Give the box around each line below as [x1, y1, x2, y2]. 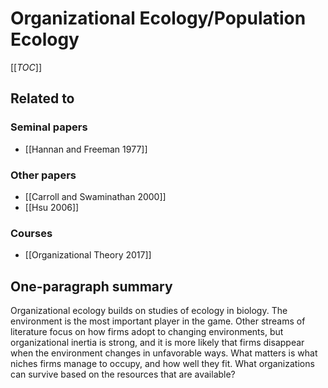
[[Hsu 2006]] [24, 201, 80, 213]
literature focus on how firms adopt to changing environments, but [10, 326, 284, 338]
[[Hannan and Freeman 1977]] [24, 143, 148, 155]
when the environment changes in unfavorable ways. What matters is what [10, 347, 318, 359]
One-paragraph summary [10, 278, 173, 295]
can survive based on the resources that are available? [10, 368, 236, 381]
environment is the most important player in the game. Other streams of [10, 315, 306, 327]
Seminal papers [10, 120, 88, 134]
